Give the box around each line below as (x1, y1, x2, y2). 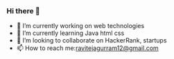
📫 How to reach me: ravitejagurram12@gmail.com (16, 44, 159, 52)
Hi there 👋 (6, 6, 41, 16)
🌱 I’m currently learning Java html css (16, 29, 125, 37)
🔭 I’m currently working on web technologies (16, 22, 145, 30)
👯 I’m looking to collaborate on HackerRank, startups (16, 36, 167, 45)
